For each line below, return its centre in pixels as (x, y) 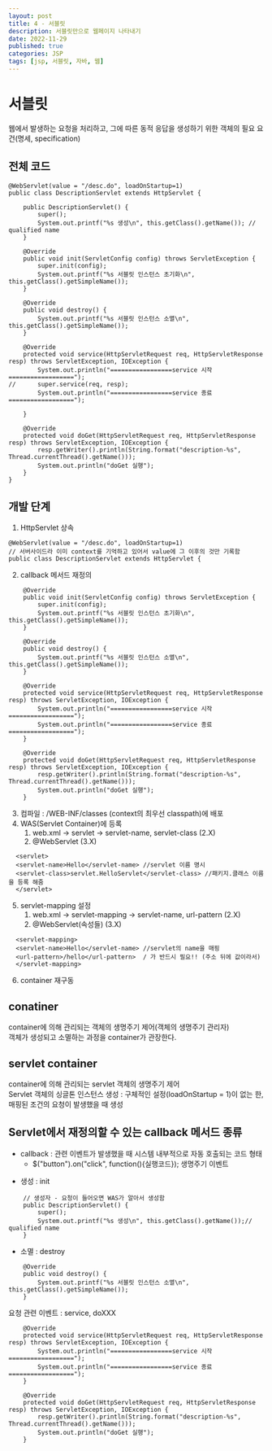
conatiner (34, 1006)
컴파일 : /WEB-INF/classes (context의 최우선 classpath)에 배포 (122, 814)
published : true (36, 46)
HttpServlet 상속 (47, 528)
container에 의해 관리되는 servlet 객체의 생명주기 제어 (94, 1084)
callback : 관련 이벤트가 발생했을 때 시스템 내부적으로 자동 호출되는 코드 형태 (141, 1153)
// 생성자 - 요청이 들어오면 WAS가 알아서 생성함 (94, 1198)
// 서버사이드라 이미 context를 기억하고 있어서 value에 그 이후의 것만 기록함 (125, 552)
